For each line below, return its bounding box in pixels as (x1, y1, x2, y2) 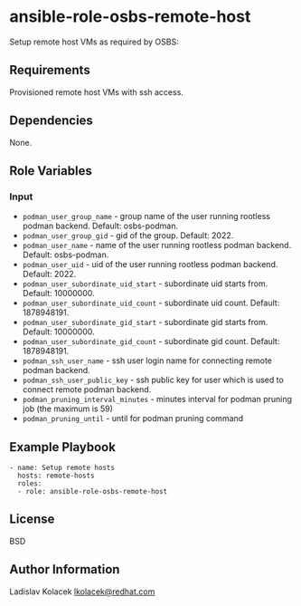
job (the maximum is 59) (22, 403, 113, 414)
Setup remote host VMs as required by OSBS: (9, 36, 179, 47)
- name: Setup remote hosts (9, 464, 116, 473)
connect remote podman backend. (22, 384, 152, 395)
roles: (17, 479, 42, 488)
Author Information (9, 562, 120, 577)
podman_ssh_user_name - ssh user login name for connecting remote (22, 355, 273, 366)
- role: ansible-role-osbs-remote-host (17, 487, 168, 496)
